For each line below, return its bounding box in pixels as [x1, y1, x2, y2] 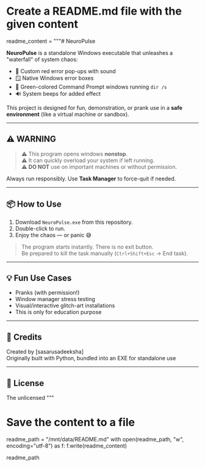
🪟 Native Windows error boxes [15, 74, 94, 82]
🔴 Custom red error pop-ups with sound [15, 67, 116, 74]
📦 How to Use [6, 199, 62, 210]
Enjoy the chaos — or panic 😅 [15, 231, 92, 238]
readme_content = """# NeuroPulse [6, 37, 96, 45]
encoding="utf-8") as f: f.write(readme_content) [6, 442, 127, 449]
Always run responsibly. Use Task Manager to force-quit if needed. [6, 175, 176, 182]
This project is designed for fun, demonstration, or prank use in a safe [6, 104, 183, 111]
